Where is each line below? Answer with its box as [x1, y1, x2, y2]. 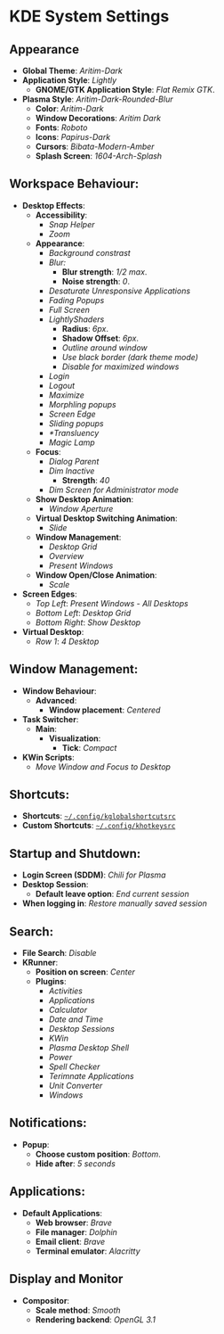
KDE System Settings [9, 6, 170, 27]
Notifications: [9, 1116, 87, 1131]
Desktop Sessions [48, 1024, 116, 1034]
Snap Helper [48, 218, 95, 229]
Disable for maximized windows [61, 361, 180, 372]
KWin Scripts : [21, 752, 75, 762]
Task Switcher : [21, 713, 79, 724]
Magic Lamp [48, 437, 95, 448]
